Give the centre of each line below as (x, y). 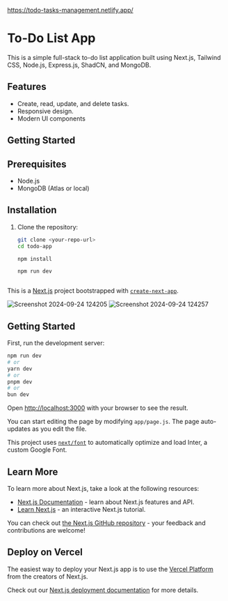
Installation (32, 210)
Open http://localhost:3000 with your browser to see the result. (98, 408)
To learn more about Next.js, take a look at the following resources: (103, 489)
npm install (34, 259)
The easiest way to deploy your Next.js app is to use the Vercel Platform (111, 569)
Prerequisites (37, 164)
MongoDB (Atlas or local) (53, 188)
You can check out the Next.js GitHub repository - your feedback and (107, 523)
